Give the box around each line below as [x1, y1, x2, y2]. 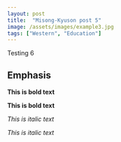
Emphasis [7, 69, 51, 81]
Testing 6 [7, 49, 34, 57]
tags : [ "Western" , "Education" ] [7, 29, 101, 37]
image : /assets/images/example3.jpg [7, 23, 114, 30]
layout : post [7, 10, 45, 17]
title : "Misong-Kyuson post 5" [7, 17, 101, 24]
